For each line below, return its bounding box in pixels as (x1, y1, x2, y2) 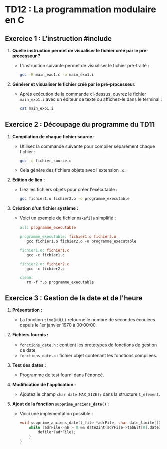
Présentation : (12, 307, 43, 313)
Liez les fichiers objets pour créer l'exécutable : (19, 187, 118, 193)
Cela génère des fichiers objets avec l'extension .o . (19, 167, 126, 173)
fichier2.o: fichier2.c (19, 261, 70, 267)
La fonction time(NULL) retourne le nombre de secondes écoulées (19, 317, 156, 322)
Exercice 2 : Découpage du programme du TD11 (5, 120, 155, 129)
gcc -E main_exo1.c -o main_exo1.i (19, 72, 94, 77)
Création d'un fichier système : (12, 205, 79, 211)
